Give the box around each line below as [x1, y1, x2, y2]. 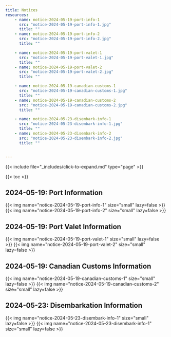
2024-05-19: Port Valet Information [5, 222, 122, 231]
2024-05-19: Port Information [5, 188, 103, 197]
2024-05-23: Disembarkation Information [5, 301, 143, 310]
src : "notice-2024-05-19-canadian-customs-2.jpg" [18, 102, 127, 108]
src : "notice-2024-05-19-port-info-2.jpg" [18, 36, 111, 42]
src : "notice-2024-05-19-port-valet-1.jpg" [18, 55, 114, 60]
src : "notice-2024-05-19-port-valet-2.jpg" [18, 69, 114, 74]
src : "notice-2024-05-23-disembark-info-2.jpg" [18, 136, 123, 141]
